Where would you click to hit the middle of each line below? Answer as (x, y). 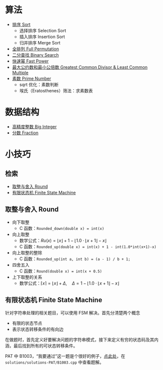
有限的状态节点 (27, 323)
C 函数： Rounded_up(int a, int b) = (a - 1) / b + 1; (75, 259)
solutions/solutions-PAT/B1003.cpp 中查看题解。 (54, 362)
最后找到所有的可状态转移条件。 (45, 346)
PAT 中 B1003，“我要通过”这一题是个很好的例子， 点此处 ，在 (65, 356)
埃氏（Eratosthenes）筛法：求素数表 (56, 90)
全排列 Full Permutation (36, 49)
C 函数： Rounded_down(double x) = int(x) (62, 228)
